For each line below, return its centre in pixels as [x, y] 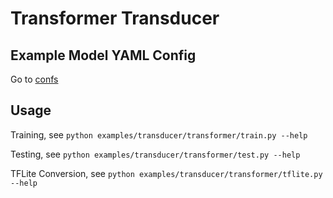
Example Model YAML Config [103, 55]
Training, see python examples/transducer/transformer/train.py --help [159, 134]
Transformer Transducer [115, 18]
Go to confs [34, 79]
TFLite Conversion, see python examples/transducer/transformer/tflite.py [166, 173]
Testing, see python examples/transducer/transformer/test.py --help [155, 154]
